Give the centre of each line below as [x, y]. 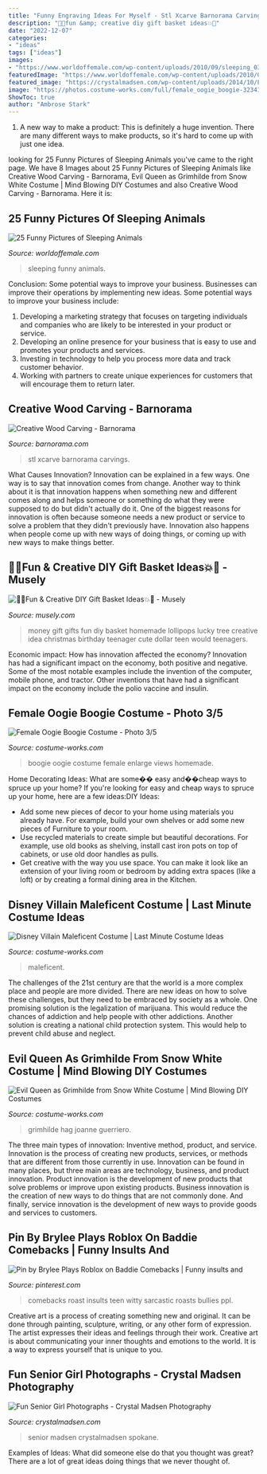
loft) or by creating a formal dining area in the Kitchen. [108, 880]
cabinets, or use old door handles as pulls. [89, 854]
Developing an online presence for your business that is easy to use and [138, 341]
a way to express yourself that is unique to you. [85, 1349]
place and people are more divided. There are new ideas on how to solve [128, 991]
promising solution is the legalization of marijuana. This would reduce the [128, 1008]
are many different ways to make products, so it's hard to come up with [136, 135]
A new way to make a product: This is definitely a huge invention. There [137, 127]
